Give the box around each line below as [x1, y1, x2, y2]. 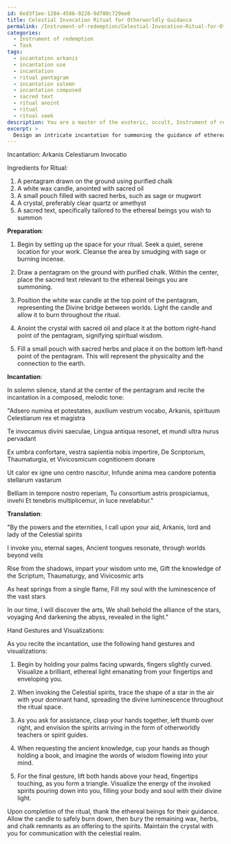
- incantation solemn [13, 80, 76, 87]
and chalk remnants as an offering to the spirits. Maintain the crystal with [7, 822, 214, 830]
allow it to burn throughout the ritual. [16, 311, 121, 319]
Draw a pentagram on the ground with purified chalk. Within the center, [16, 268, 219, 277]
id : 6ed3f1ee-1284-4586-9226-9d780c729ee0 [7, 10, 131, 17]
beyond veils [7, 551, 43, 559]
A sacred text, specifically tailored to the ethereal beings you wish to [16, 206, 212, 215]
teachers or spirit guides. [16, 731, 89, 739]
